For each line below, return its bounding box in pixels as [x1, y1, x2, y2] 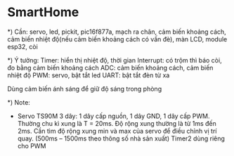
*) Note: [7, 98, 30, 106]
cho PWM [17, 141, 46, 150]
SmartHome [7, 4, 79, 20]
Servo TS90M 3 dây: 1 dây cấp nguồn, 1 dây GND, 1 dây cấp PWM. [17, 112, 210, 120]
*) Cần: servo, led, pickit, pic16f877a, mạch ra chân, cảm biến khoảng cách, [7, 27, 226, 36]
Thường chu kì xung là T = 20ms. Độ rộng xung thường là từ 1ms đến [17, 119, 216, 127]
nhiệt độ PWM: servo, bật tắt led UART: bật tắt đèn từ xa [7, 71, 170, 79]
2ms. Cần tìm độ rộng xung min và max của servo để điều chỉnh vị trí [17, 126, 217, 135]
